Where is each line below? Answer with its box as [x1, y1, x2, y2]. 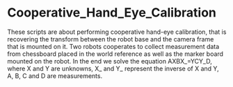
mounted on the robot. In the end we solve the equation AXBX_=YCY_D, [7, 57, 212, 65]
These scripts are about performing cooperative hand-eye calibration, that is [7, 28, 227, 36]
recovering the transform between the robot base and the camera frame [7, 35, 214, 43]
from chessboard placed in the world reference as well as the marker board [7, 50, 224, 58]
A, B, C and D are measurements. [7, 71, 103, 80]
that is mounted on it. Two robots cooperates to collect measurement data [7, 42, 220, 50]
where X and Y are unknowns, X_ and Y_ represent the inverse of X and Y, [7, 64, 219, 72]
